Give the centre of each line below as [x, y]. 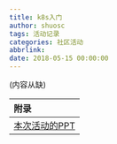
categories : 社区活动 [47, 42]
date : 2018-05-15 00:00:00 [59, 58]
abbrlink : [27, 50]
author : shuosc [37, 26]
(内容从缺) [28, 84]
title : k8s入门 [36, 17]
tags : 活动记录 [35, 34]
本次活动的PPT [44, 126]
